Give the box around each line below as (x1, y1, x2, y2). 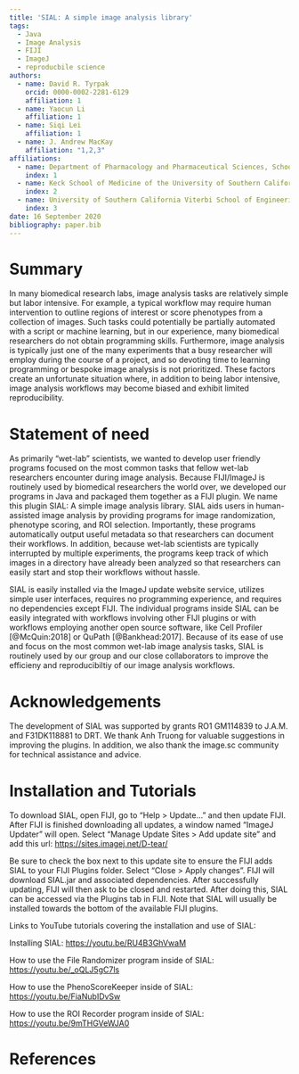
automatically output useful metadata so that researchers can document (9, 529, 274, 540)
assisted (9, 510, 40, 521)
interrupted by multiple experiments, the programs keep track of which (9, 548, 269, 558)
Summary (9, 259, 83, 279)
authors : (9, 71, 42, 80)
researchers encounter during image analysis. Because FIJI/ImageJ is (9, 472, 265, 483)
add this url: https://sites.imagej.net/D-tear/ (9, 839, 168, 849)
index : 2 (25, 187, 58, 196)
